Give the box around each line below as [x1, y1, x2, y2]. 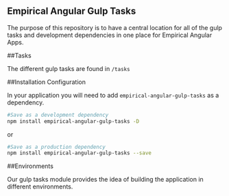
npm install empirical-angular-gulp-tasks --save [7, 150, 152, 156]
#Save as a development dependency [7, 111, 109, 118]
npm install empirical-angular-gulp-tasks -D [7, 117, 139, 125]
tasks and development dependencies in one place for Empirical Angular [7, 31, 213, 39]
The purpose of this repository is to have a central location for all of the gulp [7, 23, 223, 31]
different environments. [7, 182, 73, 191]
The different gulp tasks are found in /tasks [7, 64, 130, 72]
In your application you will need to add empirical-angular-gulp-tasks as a [7, 91, 219, 99]
